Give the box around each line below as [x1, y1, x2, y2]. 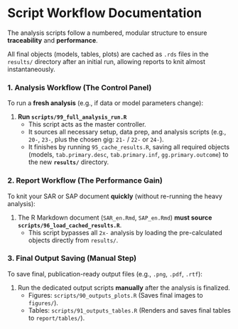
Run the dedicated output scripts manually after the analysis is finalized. [17, 283, 231, 292]
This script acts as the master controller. [28, 120, 147, 129]
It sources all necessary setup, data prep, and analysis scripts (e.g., [28, 128, 227, 136]
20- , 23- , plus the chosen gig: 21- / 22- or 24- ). [28, 135, 165, 144]
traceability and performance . [7, 36, 98, 44]
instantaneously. [7, 65, 55, 73]
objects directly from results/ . [28, 236, 119, 244]
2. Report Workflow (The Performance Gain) [7, 176, 163, 185]
